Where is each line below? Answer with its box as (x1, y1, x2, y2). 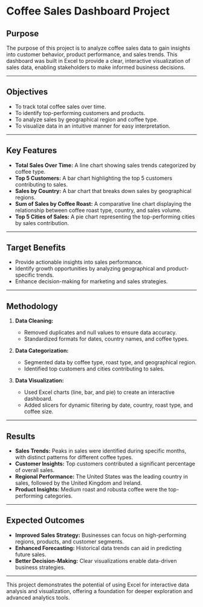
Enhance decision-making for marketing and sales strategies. (14, 278, 168, 285)
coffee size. (24, 408, 54, 415)
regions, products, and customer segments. (14, 537, 124, 545)
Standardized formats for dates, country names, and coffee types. (24, 335, 189, 343)
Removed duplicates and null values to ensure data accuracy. (24, 329, 177, 336)
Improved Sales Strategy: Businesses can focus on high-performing (14, 531, 187, 539)
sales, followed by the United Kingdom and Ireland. (14, 479, 142, 487)
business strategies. (14, 563, 65, 571)
